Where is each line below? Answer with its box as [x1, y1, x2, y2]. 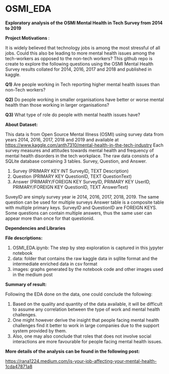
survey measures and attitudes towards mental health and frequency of [5, 147, 154, 153]
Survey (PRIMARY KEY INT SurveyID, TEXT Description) [12, 168, 129, 174]
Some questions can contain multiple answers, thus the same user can [5, 210, 152, 216]
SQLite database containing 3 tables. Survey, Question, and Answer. [5, 158, 147, 164]
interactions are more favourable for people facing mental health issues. [12, 338, 163, 344]
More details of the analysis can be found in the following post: [5, 348, 140, 354]
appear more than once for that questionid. [5, 215, 95, 221]
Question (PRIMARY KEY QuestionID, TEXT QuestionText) [12, 173, 132, 179]
